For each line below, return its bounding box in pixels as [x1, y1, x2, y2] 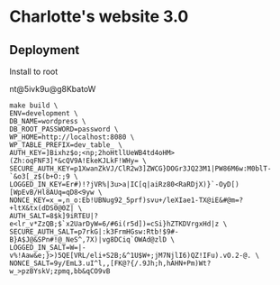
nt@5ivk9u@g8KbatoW [9, 84, 96, 94]
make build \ [9, 101, 59, 110]
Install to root [9, 66, 59, 77]
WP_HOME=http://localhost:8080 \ [9, 133, 135, 142]
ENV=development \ [9, 109, 78, 118]
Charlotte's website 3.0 [9, 6, 189, 27]
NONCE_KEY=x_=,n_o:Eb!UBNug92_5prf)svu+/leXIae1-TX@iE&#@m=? [9, 196, 244, 205]
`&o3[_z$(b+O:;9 [9, 172, 70, 181]
